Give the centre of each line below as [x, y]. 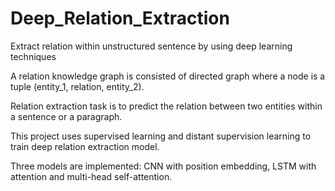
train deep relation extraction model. [85, 146]
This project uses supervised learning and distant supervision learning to [161, 136]
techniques [33, 56]
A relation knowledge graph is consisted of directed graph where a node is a [168, 76]
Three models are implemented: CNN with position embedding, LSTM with [163, 166]
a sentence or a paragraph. [66, 116]
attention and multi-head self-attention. [91, 176]
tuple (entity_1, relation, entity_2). [77, 86]
